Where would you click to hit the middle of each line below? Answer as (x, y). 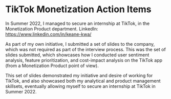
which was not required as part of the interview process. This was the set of (86, 49)
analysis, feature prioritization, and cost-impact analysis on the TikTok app (84, 60)
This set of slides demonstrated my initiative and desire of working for (79, 75)
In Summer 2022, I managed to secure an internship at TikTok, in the (78, 23)
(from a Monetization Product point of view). (52, 65)
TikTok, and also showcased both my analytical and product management (83, 81)
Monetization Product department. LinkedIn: (52, 28)
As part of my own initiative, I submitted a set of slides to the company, (80, 44)
